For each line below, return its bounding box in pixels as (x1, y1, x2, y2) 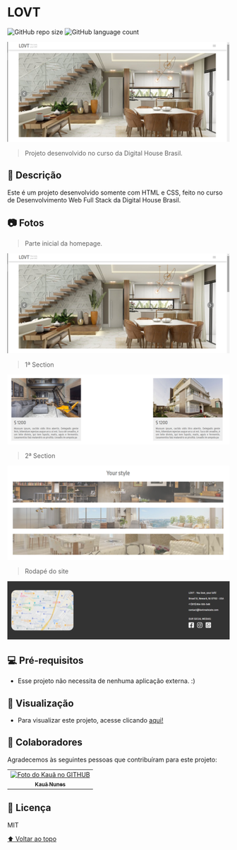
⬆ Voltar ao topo (7, 834, 57, 843)
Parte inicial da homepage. (24, 239, 103, 248)
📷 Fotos (7, 217, 44, 229)
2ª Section (24, 452, 56, 460)
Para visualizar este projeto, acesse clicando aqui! (17, 716, 164, 724)
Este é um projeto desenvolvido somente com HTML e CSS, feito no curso (7, 188, 224, 197)
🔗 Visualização (7, 697, 74, 709)
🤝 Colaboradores (7, 737, 83, 749)
